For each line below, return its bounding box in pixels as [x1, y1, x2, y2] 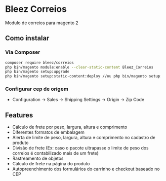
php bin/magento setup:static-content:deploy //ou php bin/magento [5, 74, 147, 79]
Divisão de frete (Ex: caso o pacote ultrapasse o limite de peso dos [12, 145, 149, 151]
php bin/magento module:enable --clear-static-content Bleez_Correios [5, 65, 154, 70]
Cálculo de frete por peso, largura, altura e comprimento [12, 124, 127, 130]
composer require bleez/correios [5, 60, 74, 65]
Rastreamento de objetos [12, 155, 64, 161]
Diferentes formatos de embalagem [12, 129, 85, 135]
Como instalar [5, 34, 49, 42]
